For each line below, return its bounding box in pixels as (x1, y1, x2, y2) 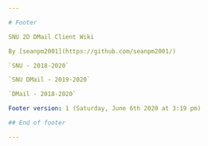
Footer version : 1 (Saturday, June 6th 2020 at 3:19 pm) (8, 105, 202, 113)
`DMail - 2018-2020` (8, 90, 77, 98)
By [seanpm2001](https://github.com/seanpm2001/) (8, 47, 177, 56)
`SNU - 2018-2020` (8, 61, 69, 70)
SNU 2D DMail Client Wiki (8, 33, 94, 40)
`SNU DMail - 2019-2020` (8, 76, 91, 84)
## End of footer (8, 119, 66, 127)
